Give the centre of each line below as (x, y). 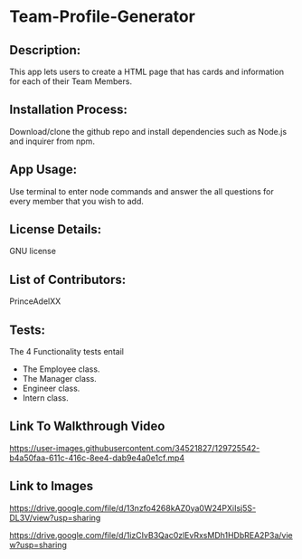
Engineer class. (51, 388)
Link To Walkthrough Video (87, 426)
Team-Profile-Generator (103, 17)
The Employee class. (61, 369)
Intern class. (46, 398)
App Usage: (43, 170)
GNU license (33, 251)
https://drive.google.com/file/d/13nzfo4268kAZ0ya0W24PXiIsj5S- (132, 507)
